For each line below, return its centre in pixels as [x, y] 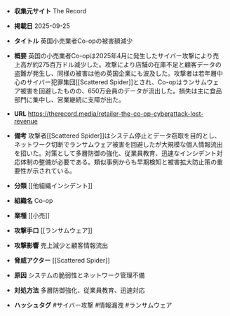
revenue [26, 121]
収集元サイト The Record [50, 11]
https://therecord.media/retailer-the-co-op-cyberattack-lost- [116, 114]
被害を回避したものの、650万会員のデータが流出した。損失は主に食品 [121, 91]
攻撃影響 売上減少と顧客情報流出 [61, 245]
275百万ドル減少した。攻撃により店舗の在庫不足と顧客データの [130, 65]
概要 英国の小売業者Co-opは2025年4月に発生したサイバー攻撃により [113, 56]
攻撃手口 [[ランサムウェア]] [53, 230]
